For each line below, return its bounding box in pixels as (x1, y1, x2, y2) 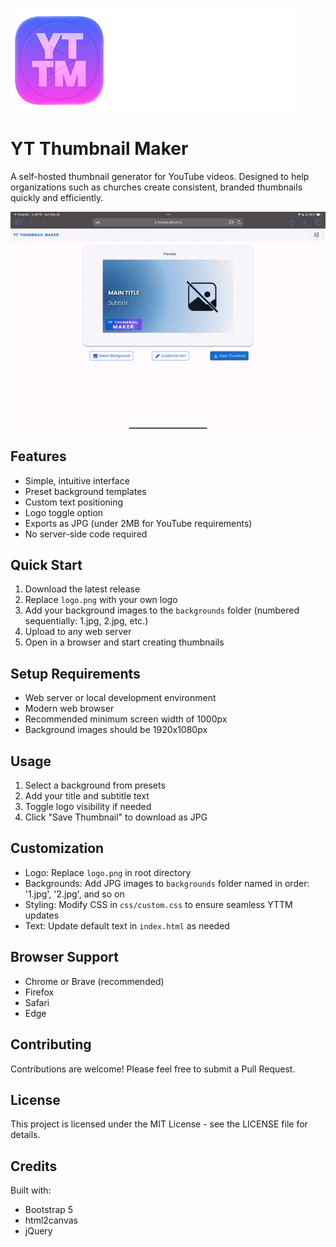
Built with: (10, 1184, 52, 1197)
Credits (10, 1158, 58, 1175)
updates (24, 909, 60, 921)
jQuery (24, 1225, 53, 1237)
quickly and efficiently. (10, 191, 104, 203)
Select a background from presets (24, 779, 166, 792)
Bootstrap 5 (24, 1204, 74, 1216)
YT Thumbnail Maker (10, 138, 189, 160)
